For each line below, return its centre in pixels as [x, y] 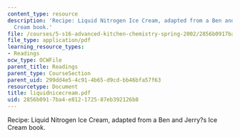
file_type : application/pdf [49, 40]
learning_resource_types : [46, 47]
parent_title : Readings [43, 67]
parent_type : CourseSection [49, 73]
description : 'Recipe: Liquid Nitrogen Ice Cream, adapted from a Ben [115, 21]
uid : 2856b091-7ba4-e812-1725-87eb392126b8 [73, 100]
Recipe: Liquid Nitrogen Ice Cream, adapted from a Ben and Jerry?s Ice [112, 120]
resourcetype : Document [43, 87]
